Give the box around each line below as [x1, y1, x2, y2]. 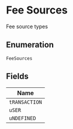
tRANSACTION [9, 99, 43, 106]
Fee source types [6, 23, 48, 30]
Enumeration [6, 40, 54, 50]
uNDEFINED [9, 115, 36, 121]
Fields [6, 72, 29, 82]
